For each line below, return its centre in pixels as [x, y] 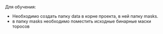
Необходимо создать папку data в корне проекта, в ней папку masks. [85, 16]
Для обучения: [21, 7]
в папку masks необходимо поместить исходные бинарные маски [82, 21]
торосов [21, 26]
